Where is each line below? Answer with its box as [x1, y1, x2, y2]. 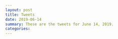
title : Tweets [5, 12, 35, 17]
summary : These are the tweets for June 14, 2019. [5, 21, 114, 27]
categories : [5, 26, 30, 31]
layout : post [5, 7, 33, 13]
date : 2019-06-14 [5, 17, 42, 22]
